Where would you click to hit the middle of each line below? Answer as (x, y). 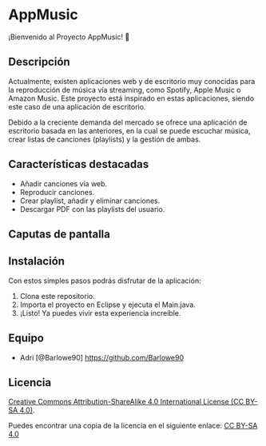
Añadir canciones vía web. (64, 183)
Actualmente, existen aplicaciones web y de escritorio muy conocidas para (132, 81)
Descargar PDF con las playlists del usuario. (92, 209)
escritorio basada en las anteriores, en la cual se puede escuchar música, (129, 130)
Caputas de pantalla (59, 234)
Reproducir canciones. (57, 192)
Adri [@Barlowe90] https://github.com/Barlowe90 (102, 357)
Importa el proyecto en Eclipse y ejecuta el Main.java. (107, 305)
